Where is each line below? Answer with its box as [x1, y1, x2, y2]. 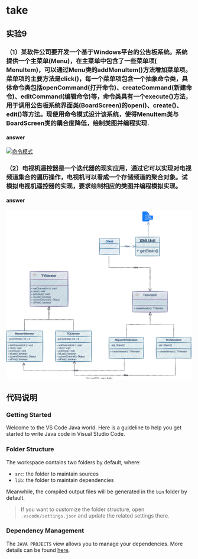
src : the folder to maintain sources [14, 470, 99, 477]
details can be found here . [6, 546, 70, 554]
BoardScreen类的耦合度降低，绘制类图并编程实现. [6, 119, 150, 127]
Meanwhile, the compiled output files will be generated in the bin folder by [6, 488, 187, 495]
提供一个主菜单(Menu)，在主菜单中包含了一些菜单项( [6, 57, 157, 65]
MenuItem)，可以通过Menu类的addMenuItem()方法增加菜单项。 [6, 66, 191, 74]
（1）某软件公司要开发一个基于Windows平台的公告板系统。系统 [6, 48, 188, 56]
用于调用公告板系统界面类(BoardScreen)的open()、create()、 [6, 101, 183, 110]
